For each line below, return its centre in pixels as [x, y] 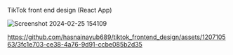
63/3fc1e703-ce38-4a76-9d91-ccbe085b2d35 [75, 44]
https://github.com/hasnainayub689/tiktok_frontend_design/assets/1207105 [116, 37]
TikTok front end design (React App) [60, 10]
